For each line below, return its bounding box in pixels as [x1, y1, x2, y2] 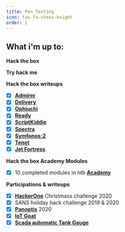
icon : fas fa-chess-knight [6, 14, 73, 20]
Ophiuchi [14, 105, 39, 113]
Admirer [14, 92, 36, 99]
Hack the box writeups [6, 81, 63, 88]
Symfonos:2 [14, 132, 46, 139]
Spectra [14, 125, 36, 132]
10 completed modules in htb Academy [14, 169, 111, 176]
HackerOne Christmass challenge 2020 [14, 192, 113, 199]
